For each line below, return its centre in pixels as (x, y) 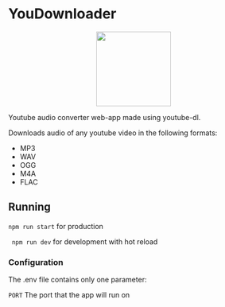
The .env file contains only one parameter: (78, 280)
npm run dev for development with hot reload (85, 241)
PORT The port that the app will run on (69, 295)
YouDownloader (62, 14)
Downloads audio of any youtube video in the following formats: (113, 133)
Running (30, 207)
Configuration (36, 262)
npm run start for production (56, 226)
